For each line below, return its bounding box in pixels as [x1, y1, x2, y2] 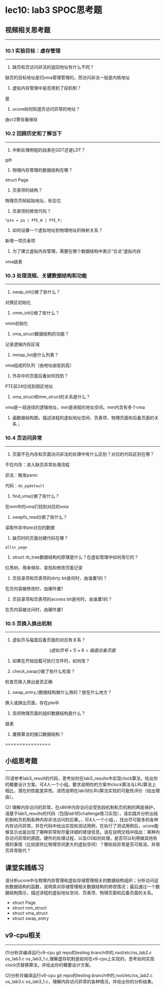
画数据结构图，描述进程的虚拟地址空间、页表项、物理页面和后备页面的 [12, 415, 155, 420]
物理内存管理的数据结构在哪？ [12, 167, 73, 173]
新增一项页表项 [5, 237, 35, 243]
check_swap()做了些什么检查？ [12, 668, 75, 674]
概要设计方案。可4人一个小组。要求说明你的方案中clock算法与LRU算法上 [9, 782, 156, 788]
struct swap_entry [12, 915, 49, 921]
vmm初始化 [5, 320, 28, 326]
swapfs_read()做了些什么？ [12, 514, 68, 520]
